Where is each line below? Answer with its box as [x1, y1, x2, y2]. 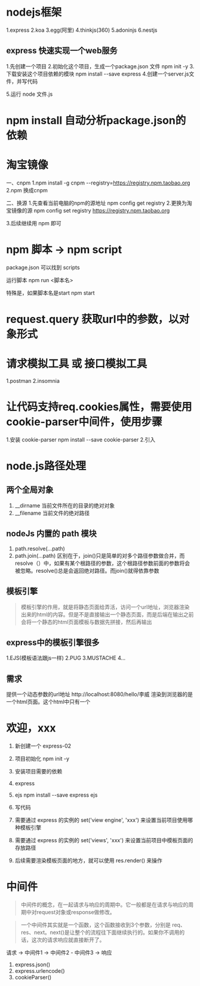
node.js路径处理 [6, 459, 87, 473]
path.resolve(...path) [14, 545, 66, 552]
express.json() [14, 961, 51, 968]
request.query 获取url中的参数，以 [6, 313, 179, 326]
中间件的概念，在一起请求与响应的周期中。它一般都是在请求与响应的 [20, 901, 189, 908]
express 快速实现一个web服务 [6, 46, 118, 56]
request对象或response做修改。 [36, 909, 115, 915]
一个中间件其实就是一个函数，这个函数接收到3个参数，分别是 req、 [20, 921, 186, 928]
